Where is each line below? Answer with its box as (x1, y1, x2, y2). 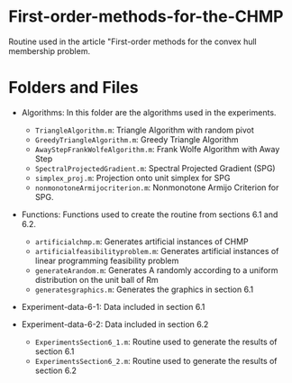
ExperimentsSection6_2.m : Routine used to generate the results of (34, 355, 278, 366)
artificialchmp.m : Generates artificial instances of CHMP (34, 236, 249, 247)
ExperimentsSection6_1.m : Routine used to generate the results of (34, 336, 278, 347)
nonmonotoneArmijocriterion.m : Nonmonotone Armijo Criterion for (34, 182, 279, 193)
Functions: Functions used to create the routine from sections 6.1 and (21, 209, 278, 220)
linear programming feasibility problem (34, 255, 179, 266)
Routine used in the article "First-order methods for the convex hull (8, 36, 258, 47)
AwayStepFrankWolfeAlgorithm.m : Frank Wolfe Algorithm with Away (34, 143, 280, 154)
